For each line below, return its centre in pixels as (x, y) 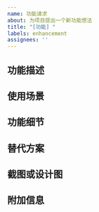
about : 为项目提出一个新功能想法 (50, 20)
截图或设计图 (35, 174)
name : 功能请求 (27, 14)
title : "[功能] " (32, 27)
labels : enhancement (38, 33)
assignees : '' (28, 40)
